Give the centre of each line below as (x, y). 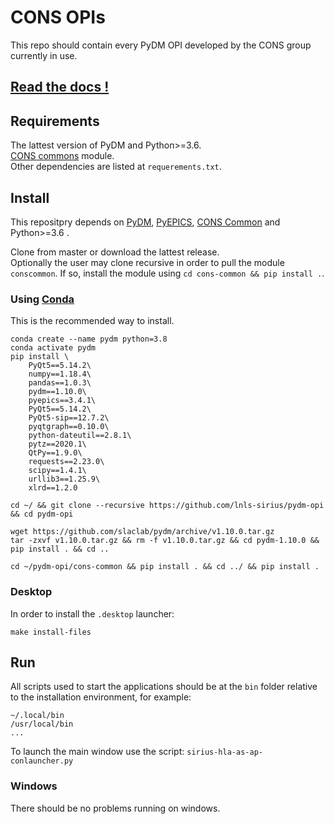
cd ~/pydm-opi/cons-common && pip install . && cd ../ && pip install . (165, 567)
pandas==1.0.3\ (60, 383)
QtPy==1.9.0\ (55, 453)
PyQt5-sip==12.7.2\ (69, 418)
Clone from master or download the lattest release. (115, 252)
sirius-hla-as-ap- (224, 752)
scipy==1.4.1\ (57, 471)
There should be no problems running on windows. (115, 808)
